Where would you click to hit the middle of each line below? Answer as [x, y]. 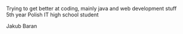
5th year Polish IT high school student [53, 15]
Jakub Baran [22, 26]
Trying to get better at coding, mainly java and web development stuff [91, 8]
